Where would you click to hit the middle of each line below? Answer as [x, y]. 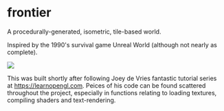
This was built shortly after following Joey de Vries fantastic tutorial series [112, 78]
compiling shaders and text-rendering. [61, 100]
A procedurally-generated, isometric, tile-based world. [84, 32]
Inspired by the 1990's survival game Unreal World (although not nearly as [112, 45]
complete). [22, 52]
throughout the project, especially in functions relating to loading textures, [112, 92]
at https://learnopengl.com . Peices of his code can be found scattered [107, 85]
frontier [29, 13]
